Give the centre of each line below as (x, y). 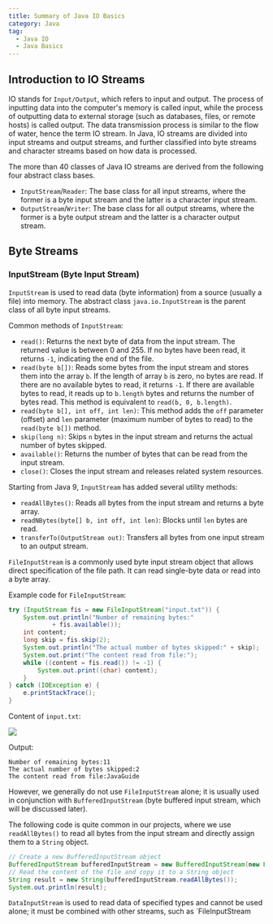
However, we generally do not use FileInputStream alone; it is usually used (134, 792)
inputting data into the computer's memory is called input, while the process (136, 108)
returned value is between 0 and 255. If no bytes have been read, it (133, 350)
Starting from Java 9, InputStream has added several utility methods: (123, 486)
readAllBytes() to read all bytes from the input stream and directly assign (132, 833)
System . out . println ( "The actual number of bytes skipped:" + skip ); (141, 648)
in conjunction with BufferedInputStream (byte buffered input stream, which (135, 800)
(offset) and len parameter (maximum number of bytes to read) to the (136, 419)
